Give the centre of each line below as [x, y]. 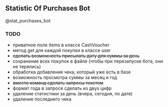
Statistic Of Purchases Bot [48, 8]
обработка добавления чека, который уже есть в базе [72, 72]
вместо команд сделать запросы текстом [58, 83]
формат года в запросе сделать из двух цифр [62, 88]
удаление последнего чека [42, 99]
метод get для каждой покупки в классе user [61, 50]
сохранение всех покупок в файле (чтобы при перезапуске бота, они [88, 61]
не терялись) [27, 67]
